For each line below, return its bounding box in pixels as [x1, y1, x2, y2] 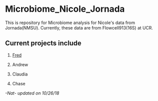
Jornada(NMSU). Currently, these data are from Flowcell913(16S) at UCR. [5, 25, 153, 30]
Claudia [12, 71, 28, 77]
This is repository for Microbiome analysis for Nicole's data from [5, 20, 135, 25]
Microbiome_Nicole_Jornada [5, 3, 125, 15]
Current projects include [5, 39, 82, 48]
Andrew [12, 61, 28, 67]
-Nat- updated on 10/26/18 [5, 90, 60, 96]
